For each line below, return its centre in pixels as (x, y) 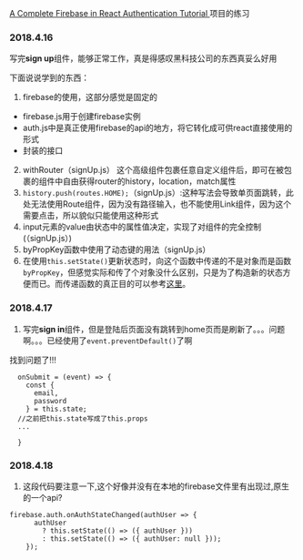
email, (46, 393)
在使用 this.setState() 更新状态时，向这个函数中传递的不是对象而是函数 (157, 261)
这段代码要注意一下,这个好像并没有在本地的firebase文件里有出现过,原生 (156, 486)
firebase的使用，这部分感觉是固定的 (90, 97)
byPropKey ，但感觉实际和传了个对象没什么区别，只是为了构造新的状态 (153, 272)
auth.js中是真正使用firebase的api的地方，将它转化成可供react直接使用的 (157, 128)
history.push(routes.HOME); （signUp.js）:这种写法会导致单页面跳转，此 (158, 193)
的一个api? (42, 497)
